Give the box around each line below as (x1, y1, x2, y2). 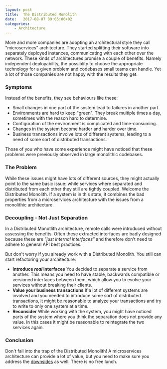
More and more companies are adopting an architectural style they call (5, 39, 151, 45)
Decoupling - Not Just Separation (5, 214, 88, 221)
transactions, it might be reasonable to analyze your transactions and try (12, 298, 162, 304)
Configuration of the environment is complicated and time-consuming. (12, 121, 157, 127)
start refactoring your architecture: (5, 256, 76, 262)
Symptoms (5, 84, 32, 91)
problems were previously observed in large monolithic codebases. (5, 152, 144, 158)
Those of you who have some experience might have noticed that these (5, 146, 153, 152)
